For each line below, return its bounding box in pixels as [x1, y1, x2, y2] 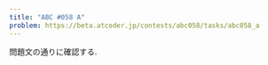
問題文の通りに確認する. [9, 46, 98, 57]
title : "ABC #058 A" [9, 12, 86, 22]
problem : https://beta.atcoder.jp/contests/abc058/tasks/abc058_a [9, 21, 260, 30]
